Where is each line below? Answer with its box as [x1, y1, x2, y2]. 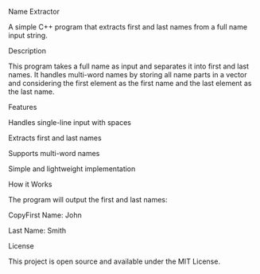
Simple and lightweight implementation [8, 164, 136, 174]
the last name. [8, 87, 55, 96]
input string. [8, 31, 48, 40]
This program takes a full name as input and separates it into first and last [8, 61, 249, 71]
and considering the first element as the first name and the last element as [8, 79, 252, 88]
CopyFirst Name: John [8, 210, 82, 220]
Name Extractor [8, 7, 60, 16]
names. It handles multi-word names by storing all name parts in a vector [8, 70, 247, 79]
